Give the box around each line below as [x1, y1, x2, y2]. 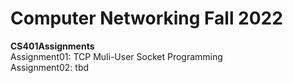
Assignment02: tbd [10, 61, 90, 73]
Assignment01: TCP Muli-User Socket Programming [10, 50, 223, 62]
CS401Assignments [10, 40, 95, 52]
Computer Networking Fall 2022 [10, 7, 283, 30]
